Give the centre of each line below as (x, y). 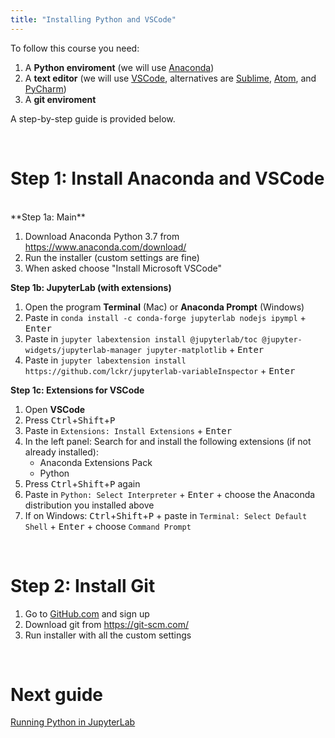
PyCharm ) (45, 88)
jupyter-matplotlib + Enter (205, 349)
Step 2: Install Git (83, 585)
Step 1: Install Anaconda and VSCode (167, 178)
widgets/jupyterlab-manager (83, 350)
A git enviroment (60, 99)
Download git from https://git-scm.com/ (107, 624)
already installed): (61, 452)
